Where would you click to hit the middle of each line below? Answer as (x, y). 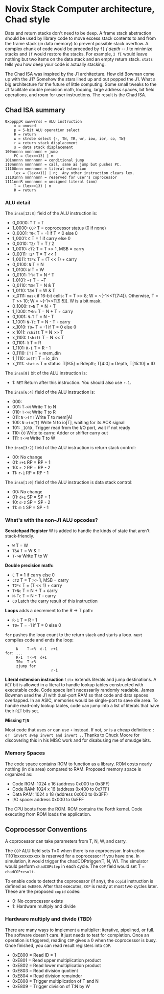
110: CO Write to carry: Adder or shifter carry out (60, 433)
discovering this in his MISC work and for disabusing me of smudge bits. (78, 740)
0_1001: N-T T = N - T (33, 317)
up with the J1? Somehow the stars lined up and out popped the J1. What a (80, 79)
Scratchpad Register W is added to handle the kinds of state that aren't (77, 531)
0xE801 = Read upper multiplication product (57, 960)
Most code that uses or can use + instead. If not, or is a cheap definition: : (80, 730)
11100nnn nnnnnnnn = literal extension (46, 169)
